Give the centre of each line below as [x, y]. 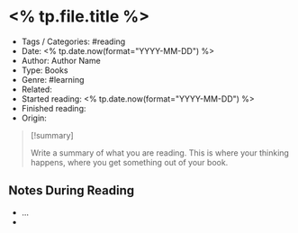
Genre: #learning [53, 79]
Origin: [34, 118]
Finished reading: [54, 108]
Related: [37, 89]
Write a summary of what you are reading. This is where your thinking [160, 152]
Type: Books [45, 70]
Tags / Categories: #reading [73, 41]
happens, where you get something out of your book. [129, 162]
